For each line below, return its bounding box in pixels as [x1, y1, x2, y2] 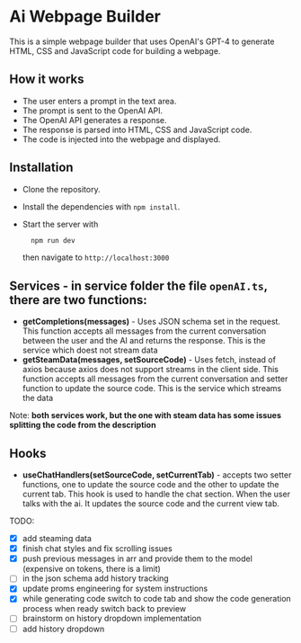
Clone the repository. [22, 183, 101, 194]
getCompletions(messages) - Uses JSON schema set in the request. [22, 317, 281, 327]
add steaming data [22, 533, 93, 544]
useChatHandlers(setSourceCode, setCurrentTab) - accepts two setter [22, 469, 292, 480]
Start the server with [22, 219, 99, 229]
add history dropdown [22, 623, 105, 634]
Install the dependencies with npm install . [22, 201, 181, 212]
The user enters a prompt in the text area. [22, 95, 177, 106]
